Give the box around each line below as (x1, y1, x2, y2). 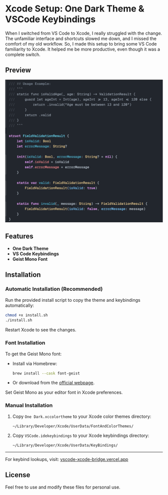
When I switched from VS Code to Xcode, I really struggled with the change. (5, 30, 162, 36)
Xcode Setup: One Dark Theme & (5, 3, 144, 15)
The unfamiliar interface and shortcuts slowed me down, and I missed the (5, 36, 156, 42)
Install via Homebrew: (12, 360, 57, 366)
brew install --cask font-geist (12, 371, 80, 376)
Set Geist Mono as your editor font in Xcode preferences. (5, 389, 123, 395)
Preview (5, 66, 31, 75)
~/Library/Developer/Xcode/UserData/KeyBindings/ (12, 442, 118, 448)
